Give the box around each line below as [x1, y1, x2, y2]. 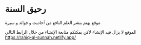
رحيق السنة [5, 3, 46, 15]
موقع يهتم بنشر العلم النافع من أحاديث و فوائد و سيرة [5, 20, 101, 25]
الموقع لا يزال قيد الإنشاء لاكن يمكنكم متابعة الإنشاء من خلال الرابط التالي [5, 29, 137, 35]
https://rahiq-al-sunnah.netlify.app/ [5, 34, 76, 40]
